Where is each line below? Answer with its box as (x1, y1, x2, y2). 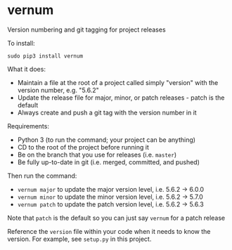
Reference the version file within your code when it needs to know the (7, 227, 211, 235)
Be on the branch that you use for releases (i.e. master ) (17, 150, 177, 159)
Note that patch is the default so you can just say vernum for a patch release (7, 213, 226, 222)
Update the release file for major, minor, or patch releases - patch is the (17, 93, 225, 102)
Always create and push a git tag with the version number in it (17, 108, 197, 117)
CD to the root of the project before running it (17, 143, 149, 151)
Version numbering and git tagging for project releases (7, 25, 167, 34)
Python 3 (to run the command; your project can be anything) (17, 136, 195, 144)
